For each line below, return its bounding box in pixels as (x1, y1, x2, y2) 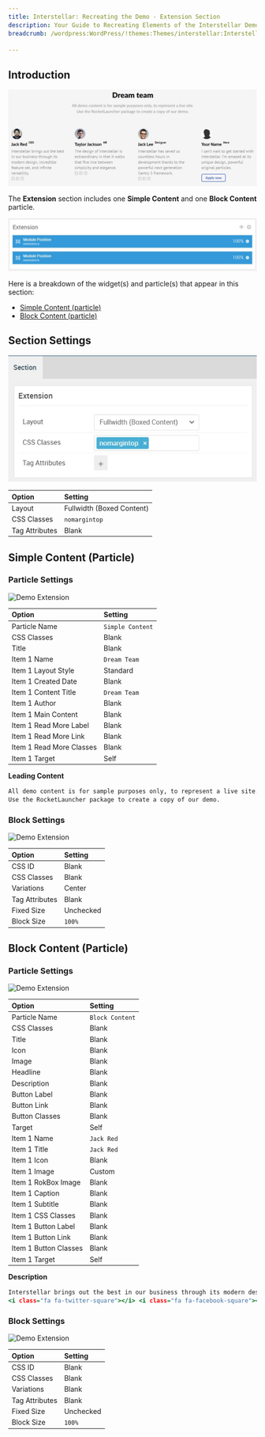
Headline (11, 1067, 41, 1077)
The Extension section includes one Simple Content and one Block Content (8, 194, 257, 203)
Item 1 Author (11, 699, 57, 708)
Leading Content (8, 772, 65, 781)
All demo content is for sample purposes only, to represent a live (8, 787, 238, 795)
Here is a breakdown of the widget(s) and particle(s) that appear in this (8, 279, 239, 288)
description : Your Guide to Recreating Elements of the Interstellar (8, 21, 242, 29)
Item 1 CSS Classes (11, 1211, 77, 1220)
